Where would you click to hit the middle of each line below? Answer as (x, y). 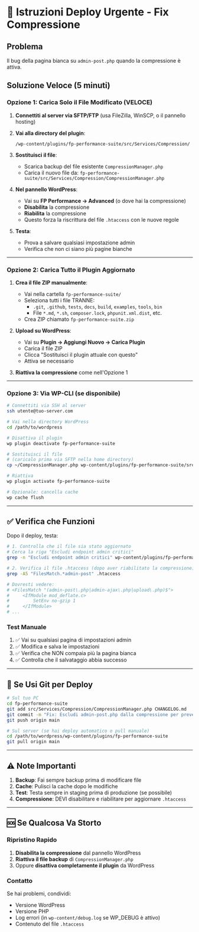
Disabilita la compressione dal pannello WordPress (78, 853)
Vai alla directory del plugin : (50, 133)
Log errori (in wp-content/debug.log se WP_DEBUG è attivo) (88, 918)
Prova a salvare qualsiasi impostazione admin (79, 243)
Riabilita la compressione (55, 213)
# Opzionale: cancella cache (43, 492)
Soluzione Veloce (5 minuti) (59, 86)
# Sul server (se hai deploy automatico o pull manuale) (78, 731)
